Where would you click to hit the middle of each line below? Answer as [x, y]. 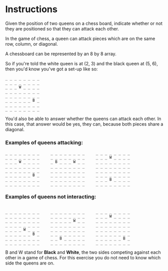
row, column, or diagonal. [32, 44]
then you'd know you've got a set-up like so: [52, 69]
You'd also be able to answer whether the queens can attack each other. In [83, 119]
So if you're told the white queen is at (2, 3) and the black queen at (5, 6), [82, 63]
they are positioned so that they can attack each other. [62, 28]
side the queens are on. [30, 263]
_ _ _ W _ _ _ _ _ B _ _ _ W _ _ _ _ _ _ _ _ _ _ [68, 162]
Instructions [31, 9]
